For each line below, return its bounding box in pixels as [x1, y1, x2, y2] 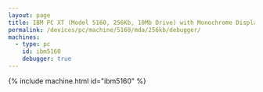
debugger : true [22, 55, 72, 63]
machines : [8, 33, 41, 41]
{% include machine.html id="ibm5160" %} [8, 76, 147, 86]
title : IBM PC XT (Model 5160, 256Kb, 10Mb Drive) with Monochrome [8, 19, 233, 27]
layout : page [8, 11, 51, 19]
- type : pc [15, 41, 51, 48]
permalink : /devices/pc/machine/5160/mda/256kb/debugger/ [8, 26, 201, 34]
